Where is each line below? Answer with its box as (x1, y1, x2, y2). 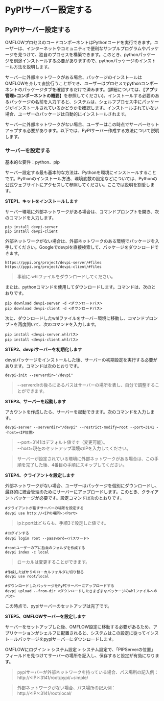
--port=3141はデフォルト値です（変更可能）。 (17, 439, 108, 445)
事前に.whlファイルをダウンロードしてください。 (17, 274, 116, 280)
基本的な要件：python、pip (5, 159, 60, 165)
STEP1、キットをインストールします (5, 198, 78, 204)
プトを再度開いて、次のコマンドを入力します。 (5, 321, 99, 327)
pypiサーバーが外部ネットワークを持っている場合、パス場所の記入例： (17, 669, 159, 675)
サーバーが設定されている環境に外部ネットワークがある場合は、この (17, 456, 155, 462)
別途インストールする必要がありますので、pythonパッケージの (13, 58, 139, 64)
